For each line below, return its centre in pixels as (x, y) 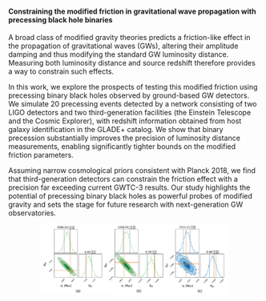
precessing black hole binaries (60, 19)
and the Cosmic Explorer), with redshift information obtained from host (125, 121)
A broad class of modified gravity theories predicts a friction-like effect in (129, 38)
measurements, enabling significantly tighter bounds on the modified (122, 146)
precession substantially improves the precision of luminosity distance (124, 138)
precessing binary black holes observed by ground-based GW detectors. (129, 95)
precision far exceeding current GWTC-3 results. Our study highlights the (129, 187)
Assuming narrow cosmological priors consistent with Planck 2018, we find (132, 171)
